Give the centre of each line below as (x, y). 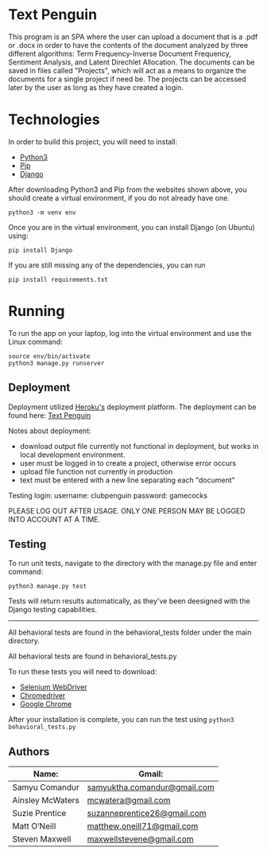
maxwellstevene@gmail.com (140, 839)
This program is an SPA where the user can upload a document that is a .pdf (133, 37)
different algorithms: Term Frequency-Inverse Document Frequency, (120, 53)
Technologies (54, 120)
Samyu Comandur (46, 787)
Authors (29, 751)
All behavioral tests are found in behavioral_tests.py (93, 656)
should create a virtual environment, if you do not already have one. (119, 197)
